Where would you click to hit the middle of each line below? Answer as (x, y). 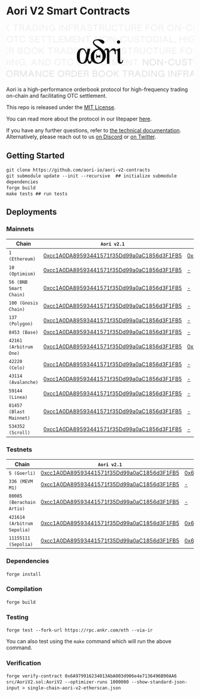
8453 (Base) (24, 332)
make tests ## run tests (37, 194)
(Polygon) (21, 324)
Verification (24, 663)
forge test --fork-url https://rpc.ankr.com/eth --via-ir (79, 630)
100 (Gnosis (24, 303)
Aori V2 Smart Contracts (68, 11)
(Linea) (18, 397)
